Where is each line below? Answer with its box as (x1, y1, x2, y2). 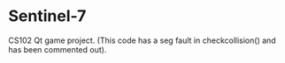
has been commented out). (8, 44, 107, 54)
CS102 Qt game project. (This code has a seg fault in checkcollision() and (8, 35, 276, 45)
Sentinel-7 (8, 6, 87, 26)
